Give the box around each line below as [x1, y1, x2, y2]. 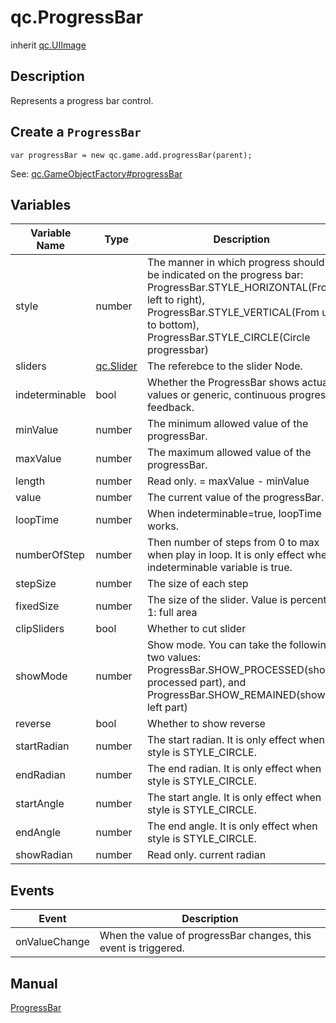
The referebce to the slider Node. [146, 359, 303, 373]
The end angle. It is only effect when [146, 819, 318, 833]
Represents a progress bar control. [10, 94, 154, 106]
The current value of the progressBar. [146, 491, 324, 505]
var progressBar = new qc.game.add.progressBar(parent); [10, 150, 253, 160]
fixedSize [15, 599, 60, 613]
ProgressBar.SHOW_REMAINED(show [146, 688, 326, 702]
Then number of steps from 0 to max [146, 536, 320, 550]
